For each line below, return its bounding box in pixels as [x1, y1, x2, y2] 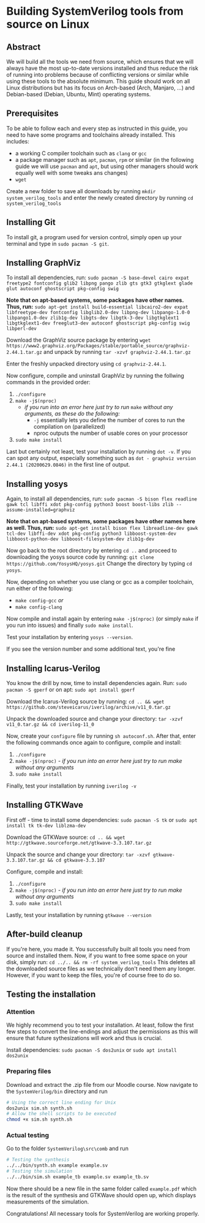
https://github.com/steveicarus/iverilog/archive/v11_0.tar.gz [6, 704, 171, 711]
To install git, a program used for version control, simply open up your [6, 233, 182, 240]
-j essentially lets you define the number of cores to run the [33, 416, 185, 424]
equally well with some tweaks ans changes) [15, 169, 129, 176]
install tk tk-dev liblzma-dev [6, 822, 86, 829]
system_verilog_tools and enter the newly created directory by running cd [6, 194, 194, 201]
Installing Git [6, 217, 56, 228]
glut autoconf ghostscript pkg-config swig [6, 286, 119, 292]
